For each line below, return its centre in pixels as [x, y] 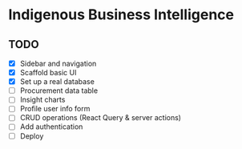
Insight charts [42, 100]
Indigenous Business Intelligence [121, 15]
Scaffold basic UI [48, 73]
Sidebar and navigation [58, 63]
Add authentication [51, 127]
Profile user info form [55, 109]
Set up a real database [57, 82]
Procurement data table [59, 91]
